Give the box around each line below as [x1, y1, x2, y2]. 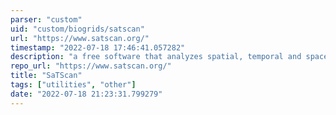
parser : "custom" [10, 14, 83, 25]
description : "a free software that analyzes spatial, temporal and [10, 52, 302, 62]
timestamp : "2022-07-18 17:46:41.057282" [10, 42, 186, 53]
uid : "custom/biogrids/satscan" [10, 24, 145, 34]
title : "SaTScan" [10, 71, 83, 81]
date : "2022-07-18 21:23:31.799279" [10, 89, 163, 99]
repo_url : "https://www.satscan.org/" [10, 61, 172, 71]
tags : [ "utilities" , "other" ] [10, 80, 137, 90]
